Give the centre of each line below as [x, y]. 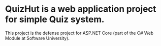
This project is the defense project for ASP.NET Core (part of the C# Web [79, 33]
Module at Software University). [37, 38]
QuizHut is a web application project [81, 9]
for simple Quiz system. [55, 19]
